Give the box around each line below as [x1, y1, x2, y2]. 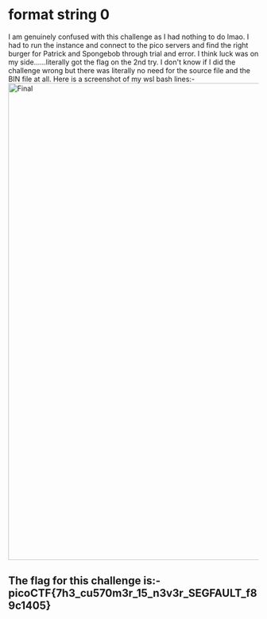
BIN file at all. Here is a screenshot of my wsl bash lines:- [8, 74, 195, 84]
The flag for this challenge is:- [8, 574, 161, 588]
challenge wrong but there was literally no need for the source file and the [8, 65, 251, 75]
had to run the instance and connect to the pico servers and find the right [8, 40, 249, 49]
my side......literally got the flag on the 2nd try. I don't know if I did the [8, 57, 236, 67]
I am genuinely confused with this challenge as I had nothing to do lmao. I [8, 32, 250, 41]
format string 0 [8, 6, 110, 24]
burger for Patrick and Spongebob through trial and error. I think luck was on [8, 49, 259, 58]
